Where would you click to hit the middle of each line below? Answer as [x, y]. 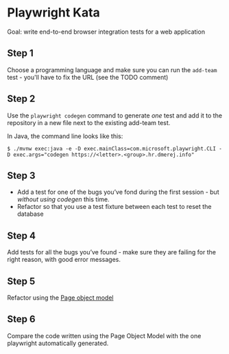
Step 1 [21, 53]
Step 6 [21, 319]
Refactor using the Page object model [60, 298]
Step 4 [22, 235]
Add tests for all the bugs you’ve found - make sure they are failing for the [111, 252]
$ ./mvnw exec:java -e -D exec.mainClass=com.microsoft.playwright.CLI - [115, 148]
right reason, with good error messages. [64, 260]
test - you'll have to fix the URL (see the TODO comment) [88, 77]
